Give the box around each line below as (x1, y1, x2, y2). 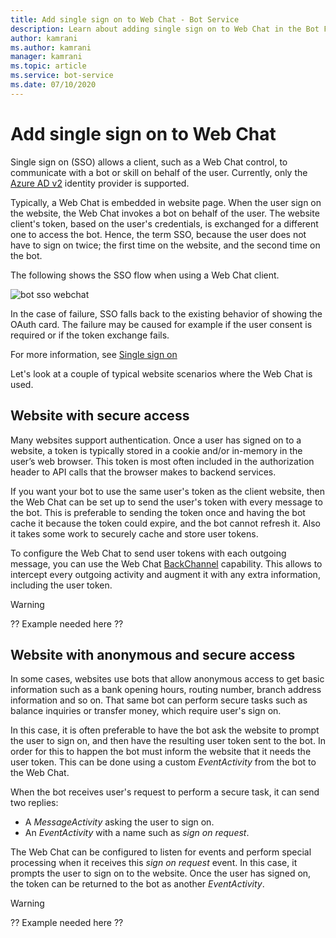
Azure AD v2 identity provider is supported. (10, 177, 190, 189)
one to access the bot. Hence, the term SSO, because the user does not (10, 228, 307, 240)
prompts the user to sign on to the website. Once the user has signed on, (10, 867, 312, 880)
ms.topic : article (10, 61, 87, 71)
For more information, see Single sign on (10, 348, 178, 360)
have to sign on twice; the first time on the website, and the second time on (10, 239, 321, 251)
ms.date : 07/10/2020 (10, 80, 97, 90)
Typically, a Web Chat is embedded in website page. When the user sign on (10, 196, 322, 208)
